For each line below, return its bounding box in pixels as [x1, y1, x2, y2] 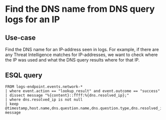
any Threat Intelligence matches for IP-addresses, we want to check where [5, 52, 158, 58]
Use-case [5, 33, 36, 42]
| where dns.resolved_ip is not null [5, 97, 83, 102]
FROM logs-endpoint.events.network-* [5, 84, 83, 89]
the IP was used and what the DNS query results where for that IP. [5, 57, 140, 62]
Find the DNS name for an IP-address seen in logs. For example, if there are [5, 47, 159, 52]
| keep [5, 101, 19, 106]
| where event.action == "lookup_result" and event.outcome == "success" [5, 89, 161, 93]
